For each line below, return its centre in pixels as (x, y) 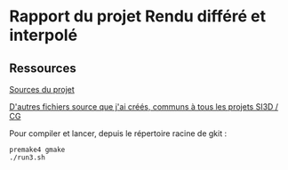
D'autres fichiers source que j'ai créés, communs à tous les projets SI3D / (144, 107)
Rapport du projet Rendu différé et (138, 16)
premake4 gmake (37, 150)
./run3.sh (28, 158)
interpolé (44, 35)
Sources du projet (42, 89)
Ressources (43, 68)
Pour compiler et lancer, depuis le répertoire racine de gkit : (118, 134)
